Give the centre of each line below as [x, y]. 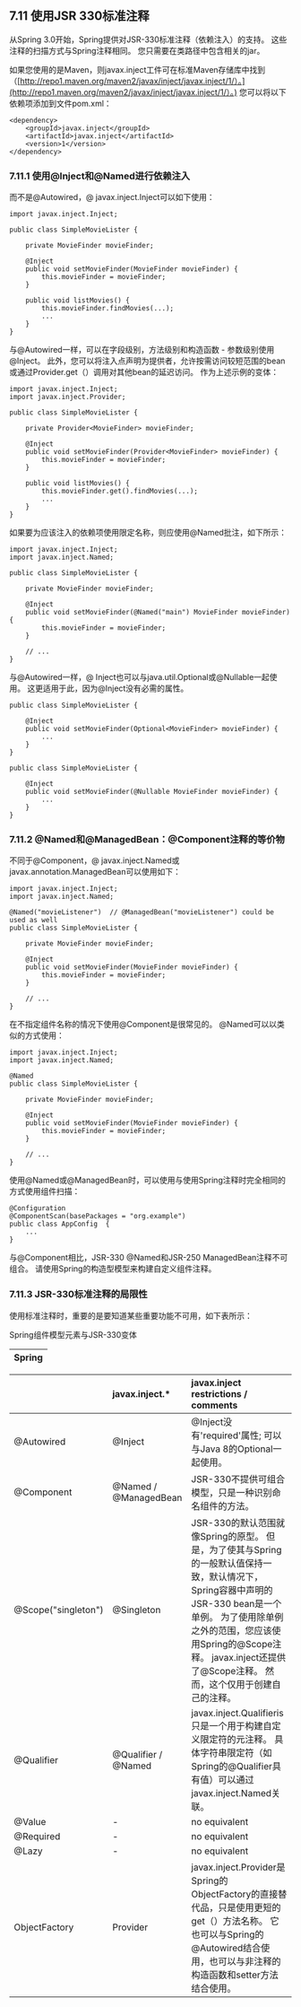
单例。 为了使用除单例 [237, 1617]
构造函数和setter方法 [235, 1975]
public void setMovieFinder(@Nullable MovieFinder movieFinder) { [152, 792]
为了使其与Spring [245, 1549]
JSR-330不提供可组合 [238, 1479]
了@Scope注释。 [227, 1671]
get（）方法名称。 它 [235, 1921]
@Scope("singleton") [59, 1610]
